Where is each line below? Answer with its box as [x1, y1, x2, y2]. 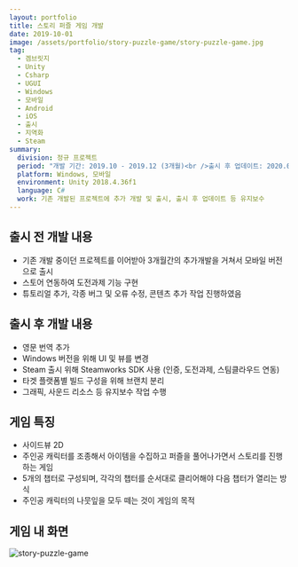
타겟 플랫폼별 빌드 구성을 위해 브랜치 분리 [21, 374, 165, 386]
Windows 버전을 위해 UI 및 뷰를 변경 [21, 352, 149, 364]
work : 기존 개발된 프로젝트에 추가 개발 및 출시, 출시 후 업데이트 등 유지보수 [17, 194, 265, 204]
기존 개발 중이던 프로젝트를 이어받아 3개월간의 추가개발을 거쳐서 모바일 [21, 255, 267, 265]
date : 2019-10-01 [9, 29, 74, 38]
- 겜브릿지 [17, 54, 51, 63]
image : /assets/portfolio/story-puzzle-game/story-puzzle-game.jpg [9, 37, 264, 47]
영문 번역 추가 [21, 342, 70, 352]
